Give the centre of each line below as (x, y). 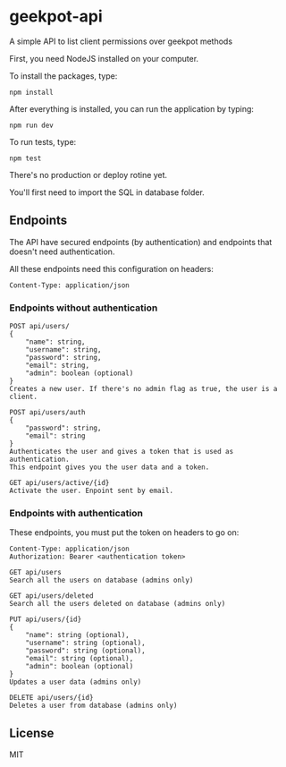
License (32, 733)
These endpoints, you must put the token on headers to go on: (124, 533)
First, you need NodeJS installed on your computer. (104, 58)
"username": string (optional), (85, 643)
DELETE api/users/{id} (51, 698)
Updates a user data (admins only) (76, 682)
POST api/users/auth (48, 413)
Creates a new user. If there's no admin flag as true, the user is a (143, 389)
